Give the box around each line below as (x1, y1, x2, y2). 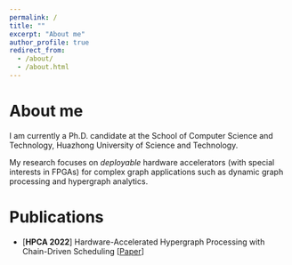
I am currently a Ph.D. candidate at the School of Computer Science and (9, 130, 273, 141)
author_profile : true (9, 37, 90, 47)
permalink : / (9, 12, 58, 22)
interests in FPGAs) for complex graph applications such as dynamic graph (9, 166, 284, 177)
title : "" (9, 21, 46, 30)
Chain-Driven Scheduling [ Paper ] (21, 245, 145, 256)
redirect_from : (9, 46, 66, 55)
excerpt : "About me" (9, 29, 86, 38)
